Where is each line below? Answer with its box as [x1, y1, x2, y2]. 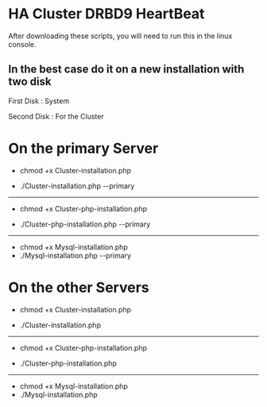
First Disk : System [8, 96, 70, 106]
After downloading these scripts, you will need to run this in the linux [8, 31, 233, 41]
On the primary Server [8, 139, 159, 157]
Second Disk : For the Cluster [8, 111, 105, 121]
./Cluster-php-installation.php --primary [19, 219, 151, 229]
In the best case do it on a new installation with [8, 63, 245, 76]
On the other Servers [8, 278, 149, 297]
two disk [8, 75, 52, 88]
